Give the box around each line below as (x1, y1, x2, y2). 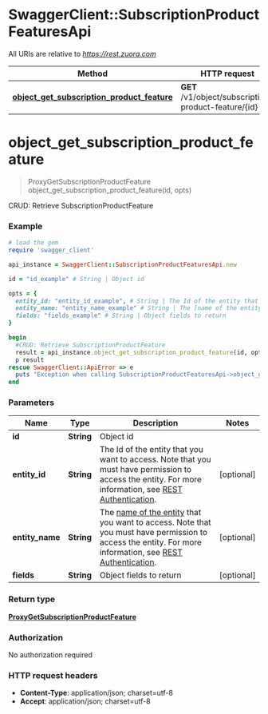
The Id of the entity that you (99, 444, 203, 455)
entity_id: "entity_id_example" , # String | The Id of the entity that (15, 297, 259, 305)
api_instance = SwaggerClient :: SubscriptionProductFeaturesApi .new (8, 260, 238, 268)
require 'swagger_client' (8, 246, 94, 255)
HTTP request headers (8, 669, 98, 680)
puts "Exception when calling (15, 371, 116, 379)
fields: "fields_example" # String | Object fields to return (15, 311, 227, 320)
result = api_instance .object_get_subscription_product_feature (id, (15, 348, 248, 356)
